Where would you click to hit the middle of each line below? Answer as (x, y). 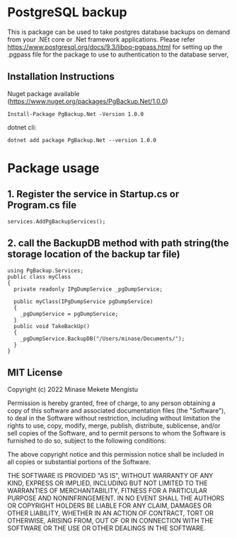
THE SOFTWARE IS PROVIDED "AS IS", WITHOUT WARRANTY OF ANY (110, 476)
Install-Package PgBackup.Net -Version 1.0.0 (75, 114)
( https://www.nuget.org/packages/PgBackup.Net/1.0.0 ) (88, 101)
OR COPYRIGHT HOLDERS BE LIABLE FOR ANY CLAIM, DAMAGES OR (110, 505)
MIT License (35, 372)
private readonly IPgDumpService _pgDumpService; (88, 289)
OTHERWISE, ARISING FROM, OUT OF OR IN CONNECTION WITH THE (110, 521)
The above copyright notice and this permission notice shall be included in (116, 455)
